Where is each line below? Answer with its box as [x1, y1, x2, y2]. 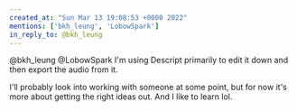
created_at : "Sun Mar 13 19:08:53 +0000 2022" [9, 13, 188, 23]
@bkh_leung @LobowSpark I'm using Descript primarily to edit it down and [9, 55, 289, 66]
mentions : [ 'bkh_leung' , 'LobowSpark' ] [9, 22, 160, 31]
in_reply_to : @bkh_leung [9, 30, 103, 39]
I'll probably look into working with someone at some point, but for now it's [9, 82, 287, 93]
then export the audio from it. [9, 64, 118, 75]
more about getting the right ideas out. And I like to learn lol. [9, 91, 233, 102]
